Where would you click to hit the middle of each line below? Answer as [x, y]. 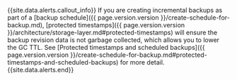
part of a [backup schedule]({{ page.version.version [83, 18]
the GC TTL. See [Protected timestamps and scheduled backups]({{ [106, 47]
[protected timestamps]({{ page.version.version [115, 25]
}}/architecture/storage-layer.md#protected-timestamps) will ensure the [112, 32]
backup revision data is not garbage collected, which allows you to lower [114, 40]
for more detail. [142, 62]
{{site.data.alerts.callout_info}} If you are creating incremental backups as [115, 10]
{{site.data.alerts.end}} [41, 70]
